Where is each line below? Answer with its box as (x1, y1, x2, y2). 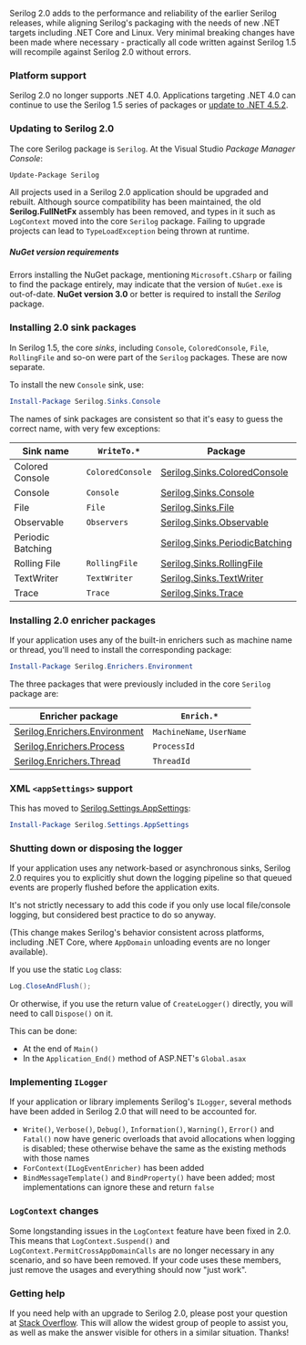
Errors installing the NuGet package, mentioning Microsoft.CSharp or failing (9, 269, 292, 281)
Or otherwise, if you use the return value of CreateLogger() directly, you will (9, 998, 293, 1009)
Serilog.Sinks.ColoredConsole (160, 465, 289, 478)
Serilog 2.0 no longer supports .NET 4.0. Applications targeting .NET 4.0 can (9, 90, 296, 101)
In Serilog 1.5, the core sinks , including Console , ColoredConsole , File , (9, 342, 270, 353)
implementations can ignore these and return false (22, 1182, 215, 1193)
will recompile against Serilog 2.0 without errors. (9, 47, 191, 57)
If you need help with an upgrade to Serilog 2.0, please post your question (9, 1308, 289, 1319)
